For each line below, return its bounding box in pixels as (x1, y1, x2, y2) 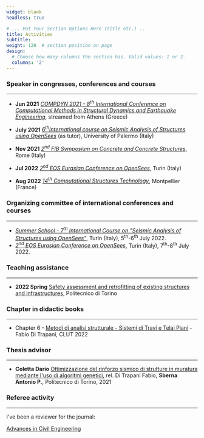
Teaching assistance (6, 263, 69, 272)
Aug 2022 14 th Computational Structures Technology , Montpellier (15, 176, 180, 184)
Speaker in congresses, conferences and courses (6, 80, 156, 88)
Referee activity (6, 394, 55, 402)
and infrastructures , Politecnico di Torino (15, 290, 117, 297)
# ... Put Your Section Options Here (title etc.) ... (6, 26, 148, 32)
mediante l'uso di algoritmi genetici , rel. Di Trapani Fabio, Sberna (15, 372, 178, 379)
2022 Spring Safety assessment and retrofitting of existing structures (15, 283, 190, 290)
